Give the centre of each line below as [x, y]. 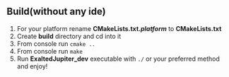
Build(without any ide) [57, 12]
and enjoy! [32, 66]
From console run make [49, 51]
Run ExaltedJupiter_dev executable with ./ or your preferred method [118, 59]
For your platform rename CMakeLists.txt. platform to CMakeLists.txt [119, 28]
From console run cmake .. [56, 43]
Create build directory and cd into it [69, 36]
